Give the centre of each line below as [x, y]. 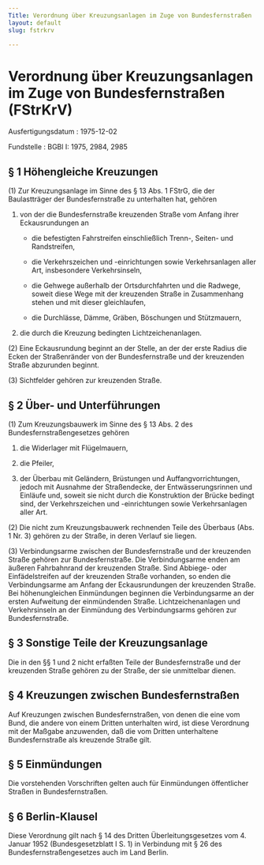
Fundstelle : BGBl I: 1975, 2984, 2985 [68, 147]
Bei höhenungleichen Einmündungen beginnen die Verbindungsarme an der [131, 592]
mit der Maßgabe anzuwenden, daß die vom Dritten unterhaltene [113, 731]
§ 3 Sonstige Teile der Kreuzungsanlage [108, 643]
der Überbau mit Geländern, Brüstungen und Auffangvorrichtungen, [130, 478]
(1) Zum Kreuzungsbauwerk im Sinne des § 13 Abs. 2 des [100, 424]
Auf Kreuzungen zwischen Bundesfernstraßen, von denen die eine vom [124, 714]
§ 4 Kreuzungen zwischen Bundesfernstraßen [124, 696]
